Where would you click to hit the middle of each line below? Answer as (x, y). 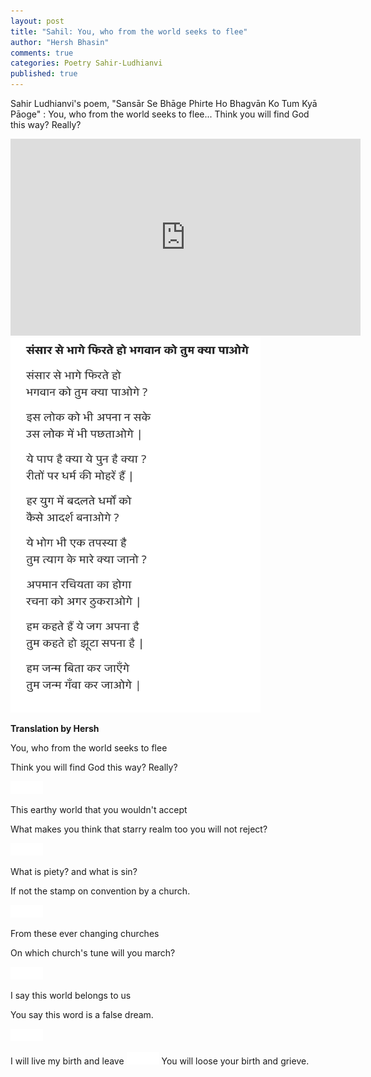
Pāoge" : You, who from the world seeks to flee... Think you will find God (160, 114)
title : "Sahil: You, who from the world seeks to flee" (129, 31)
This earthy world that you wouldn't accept (99, 809)
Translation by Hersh (55, 728)
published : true (44, 74)
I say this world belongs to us (71, 995)
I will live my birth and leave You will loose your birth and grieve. (160, 1061)
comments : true (42, 53)
